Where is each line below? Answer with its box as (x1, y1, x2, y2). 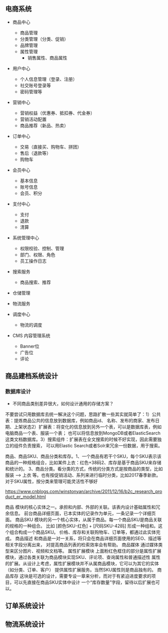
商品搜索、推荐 (20, 279, 51, 285)
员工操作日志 (20, 258, 47, 264)
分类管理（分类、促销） (20, 36, 69, 42)
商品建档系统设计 (5, 372, 58, 380)
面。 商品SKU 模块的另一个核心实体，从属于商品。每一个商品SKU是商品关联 (5, 516, 162, 523)
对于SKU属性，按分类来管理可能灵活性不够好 (5, 478, 98, 484)
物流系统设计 (5, 620, 45, 628)
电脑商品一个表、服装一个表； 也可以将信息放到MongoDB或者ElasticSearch (5, 430, 160, 436)
